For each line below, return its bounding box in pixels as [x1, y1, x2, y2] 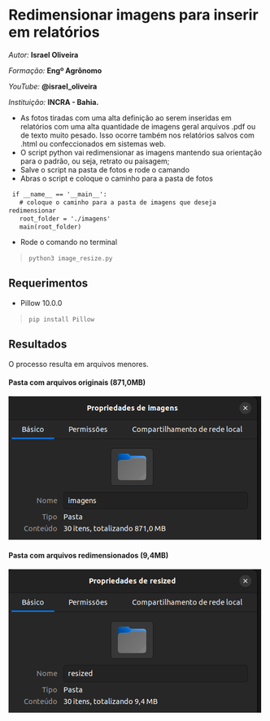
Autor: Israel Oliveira [8, 50, 79, 59]
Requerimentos [8, 277, 89, 291]
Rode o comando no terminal [20, 237, 118, 247]
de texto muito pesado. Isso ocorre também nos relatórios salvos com [20, 130, 255, 140]
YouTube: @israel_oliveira [8, 81, 98, 91]
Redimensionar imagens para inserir [8, 6, 259, 24]
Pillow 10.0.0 [20, 298, 63, 308]
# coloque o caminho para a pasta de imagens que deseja [19, 198, 217, 207]
